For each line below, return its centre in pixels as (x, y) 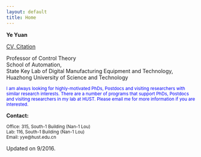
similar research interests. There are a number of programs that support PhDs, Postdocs (97, 94)
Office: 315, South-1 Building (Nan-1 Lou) (48, 127)
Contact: (18, 115)
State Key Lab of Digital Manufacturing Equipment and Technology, (90, 71)
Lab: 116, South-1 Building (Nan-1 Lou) (46, 132)
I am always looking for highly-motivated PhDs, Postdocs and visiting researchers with (96, 88)
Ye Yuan (17, 34)
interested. (18, 104)
